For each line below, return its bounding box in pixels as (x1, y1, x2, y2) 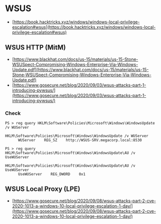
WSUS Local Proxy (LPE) (5, 185, 80, 193)
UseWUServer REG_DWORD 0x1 (17, 172, 86, 177)
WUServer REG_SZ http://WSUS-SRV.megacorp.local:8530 (17, 138, 142, 143)
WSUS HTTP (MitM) (5, 43, 66, 52)
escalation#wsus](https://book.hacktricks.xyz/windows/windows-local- (12, 24, 156, 30)
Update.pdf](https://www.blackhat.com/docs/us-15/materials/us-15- (12, 67, 149, 72)
